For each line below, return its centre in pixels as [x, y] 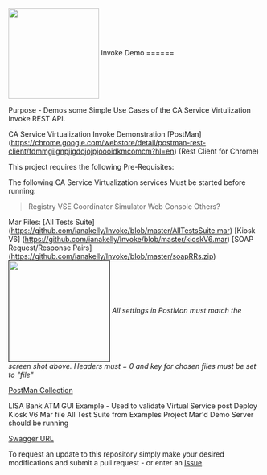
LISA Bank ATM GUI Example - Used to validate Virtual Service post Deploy [133, 406]
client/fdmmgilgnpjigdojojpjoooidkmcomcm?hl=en [91, 151]
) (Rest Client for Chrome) [217, 151]
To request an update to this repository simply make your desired [116, 454]
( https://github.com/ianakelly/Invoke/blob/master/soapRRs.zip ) [112, 256]
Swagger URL [31, 438]
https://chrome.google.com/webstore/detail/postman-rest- [109, 143]
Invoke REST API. [37, 119]
